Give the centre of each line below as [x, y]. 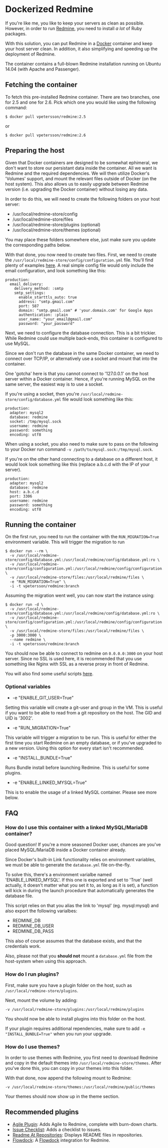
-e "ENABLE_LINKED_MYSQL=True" [49, 783]
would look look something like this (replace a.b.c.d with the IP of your [77, 464]
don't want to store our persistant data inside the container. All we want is [81, 168]
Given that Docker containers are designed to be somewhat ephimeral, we [82, 162]
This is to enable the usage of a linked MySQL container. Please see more [81, 792]
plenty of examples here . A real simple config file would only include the [79, 265]
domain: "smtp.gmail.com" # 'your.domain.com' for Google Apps [86, 310]
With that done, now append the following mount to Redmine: [68, 1078]
